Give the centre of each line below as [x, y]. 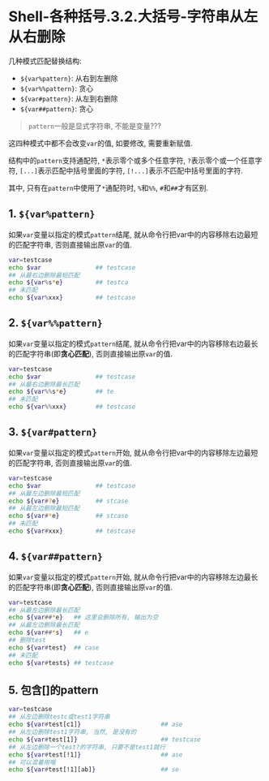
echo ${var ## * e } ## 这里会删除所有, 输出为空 [83, 618]
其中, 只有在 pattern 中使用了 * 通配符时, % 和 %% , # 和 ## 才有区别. [109, 188]
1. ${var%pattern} [52, 214]
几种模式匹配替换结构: [45, 61]
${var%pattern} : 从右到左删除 [69, 78]
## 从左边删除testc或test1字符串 [60, 717]
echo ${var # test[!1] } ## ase [96, 755]
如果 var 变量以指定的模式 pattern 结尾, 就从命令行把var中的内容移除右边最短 [133, 234]
